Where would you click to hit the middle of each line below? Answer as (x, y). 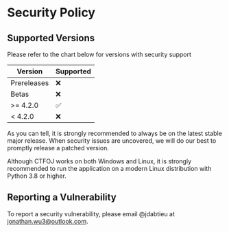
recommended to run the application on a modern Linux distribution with (109, 169)
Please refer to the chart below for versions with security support (99, 54)
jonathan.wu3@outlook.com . (48, 221)
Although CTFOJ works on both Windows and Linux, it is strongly (99, 161)
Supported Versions (51, 38)
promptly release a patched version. (58, 148)
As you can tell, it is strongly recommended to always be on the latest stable (115, 133)
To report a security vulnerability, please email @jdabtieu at (91, 213)
